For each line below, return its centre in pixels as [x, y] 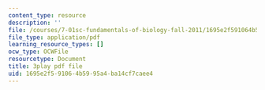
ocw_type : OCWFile [38, 52]
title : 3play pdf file [45, 67]
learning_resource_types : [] [56, 45]
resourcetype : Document [47, 59]
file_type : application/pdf [54, 37]
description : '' [35, 23]
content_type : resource [47, 15]
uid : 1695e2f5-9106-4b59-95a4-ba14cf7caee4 [81, 74]
